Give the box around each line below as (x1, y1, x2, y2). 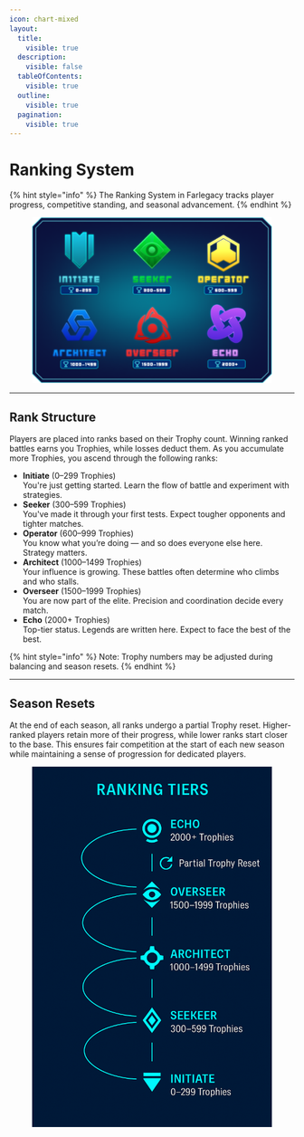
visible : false (25, 62, 83, 72)
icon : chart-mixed (9, 14, 79, 24)
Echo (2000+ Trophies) (22, 615, 110, 626)
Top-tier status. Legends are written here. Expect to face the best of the (22, 625, 291, 635)
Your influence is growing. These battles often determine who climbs (22, 567, 280, 578)
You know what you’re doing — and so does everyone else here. (22, 538, 263, 549)
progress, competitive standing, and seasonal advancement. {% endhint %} (9, 199, 292, 210)
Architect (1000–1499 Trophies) (22, 557, 142, 568)
